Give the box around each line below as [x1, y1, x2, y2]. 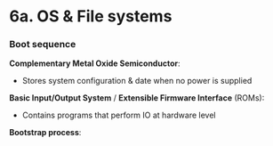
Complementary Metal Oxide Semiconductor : [9, 58, 181, 69]
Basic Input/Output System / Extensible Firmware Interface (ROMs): [9, 93, 265, 103]
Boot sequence [9, 38, 76, 51]
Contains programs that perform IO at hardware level [21, 109, 216, 121]
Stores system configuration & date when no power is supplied [21, 76, 253, 86]
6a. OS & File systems [9, 6, 173, 27]
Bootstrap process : [9, 127, 82, 138]
